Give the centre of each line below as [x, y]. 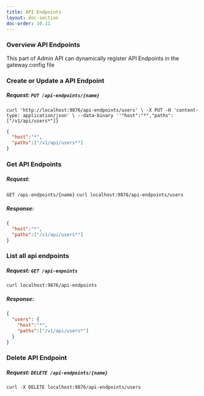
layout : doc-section [33, 18]
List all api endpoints [38, 256]
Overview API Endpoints [43, 45]
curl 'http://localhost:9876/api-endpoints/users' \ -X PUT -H [89, 110]
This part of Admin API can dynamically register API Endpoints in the [93, 58]
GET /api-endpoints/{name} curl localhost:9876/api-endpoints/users [95, 195]
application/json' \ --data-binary [68, 115]
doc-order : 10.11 [28, 23]
